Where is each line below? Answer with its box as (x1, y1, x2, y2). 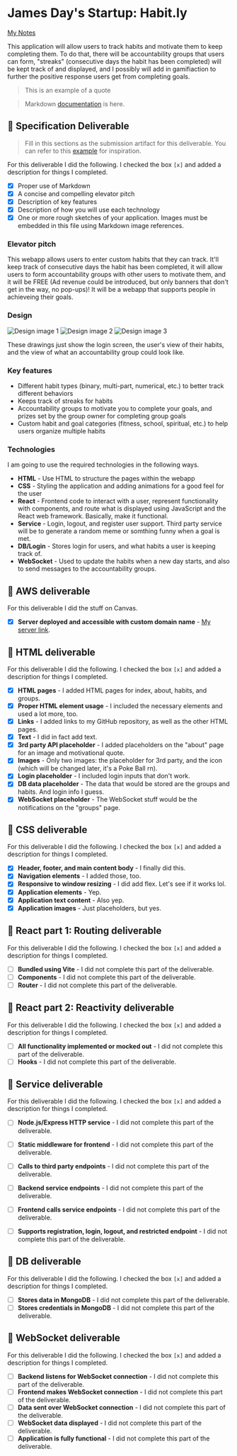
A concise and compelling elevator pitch (17, 189, 135, 198)
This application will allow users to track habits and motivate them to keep (7, 42, 223, 50)
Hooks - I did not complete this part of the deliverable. (17, 1057, 177, 1066)
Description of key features (17, 197, 98, 206)
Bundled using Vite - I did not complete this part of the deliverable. (17, 965, 214, 973)
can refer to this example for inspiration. (24, 147, 141, 155)
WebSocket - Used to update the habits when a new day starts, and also (17, 557, 230, 566)
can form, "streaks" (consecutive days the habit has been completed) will (7, 57, 221, 65)
